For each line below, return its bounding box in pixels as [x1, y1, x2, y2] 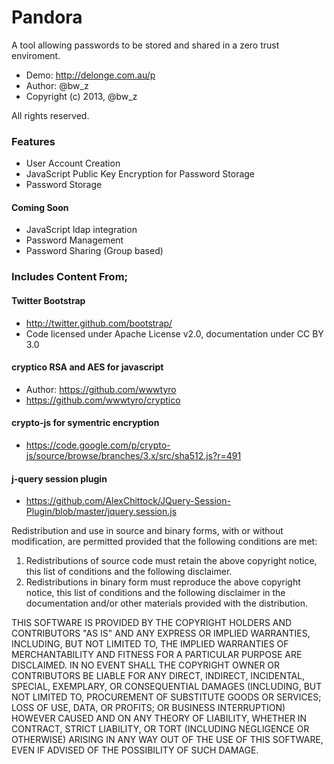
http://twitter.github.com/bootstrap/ [25, 317, 173, 329]
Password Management [25, 234, 124, 246]
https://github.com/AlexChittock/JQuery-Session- [25, 495, 231, 507]
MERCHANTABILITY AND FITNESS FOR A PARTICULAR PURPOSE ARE [11, 649, 303, 661]
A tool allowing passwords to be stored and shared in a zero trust [11, 39, 280, 51]
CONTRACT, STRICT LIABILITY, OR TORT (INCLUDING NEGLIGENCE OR [11, 723, 310, 735]
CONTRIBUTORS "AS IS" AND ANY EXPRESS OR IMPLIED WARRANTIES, [11, 627, 311, 640]
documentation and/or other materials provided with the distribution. [25, 597, 308, 610]
